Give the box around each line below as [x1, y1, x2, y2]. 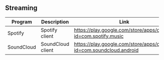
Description [41, 18, 69, 25]
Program [11, 18, 32, 25]
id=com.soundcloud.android [74, 46, 139, 53]
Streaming [5, 4, 38, 12]
